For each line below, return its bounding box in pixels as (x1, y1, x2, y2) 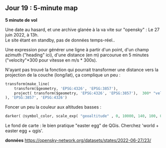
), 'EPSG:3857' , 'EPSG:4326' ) (5, 95, 68, 100)
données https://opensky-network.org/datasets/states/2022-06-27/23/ (5, 138, 152, 144)
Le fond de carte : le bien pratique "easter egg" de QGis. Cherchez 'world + (5, 123, 159, 129)
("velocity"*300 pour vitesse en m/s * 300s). (5, 57, 97, 63)
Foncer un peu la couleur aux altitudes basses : (5, 104, 102, 110)
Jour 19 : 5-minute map (5, 4, 78, 12)
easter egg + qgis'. (5, 128, 43, 134)
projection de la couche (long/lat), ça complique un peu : (5, 72, 121, 78)
